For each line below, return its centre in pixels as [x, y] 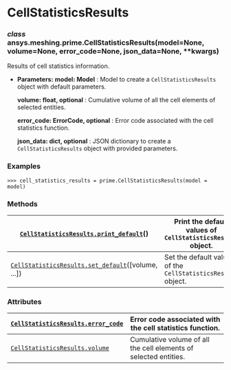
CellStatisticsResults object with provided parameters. [97, 148]
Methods [22, 204]
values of [201, 230]
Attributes [24, 302]
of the [174, 266]
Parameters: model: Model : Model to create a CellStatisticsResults [117, 80]
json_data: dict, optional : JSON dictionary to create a [94, 141]
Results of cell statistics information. [58, 66]
